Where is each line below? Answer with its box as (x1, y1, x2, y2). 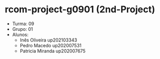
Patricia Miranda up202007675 (19, 48, 86, 54)
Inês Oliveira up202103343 (19, 37, 77, 43)
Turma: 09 (12, 21, 34, 27)
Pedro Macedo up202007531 (19, 42, 82, 48)
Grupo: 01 (12, 26, 33, 32)
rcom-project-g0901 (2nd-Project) (5, 4, 155, 15)
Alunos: (12, 31, 29, 37)
